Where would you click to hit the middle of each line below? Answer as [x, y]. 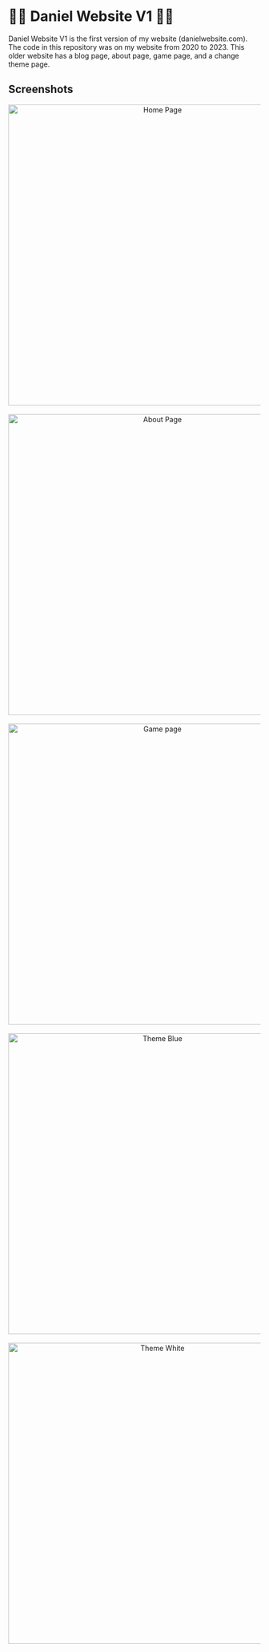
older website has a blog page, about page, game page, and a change [124, 55]
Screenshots [41, 90]
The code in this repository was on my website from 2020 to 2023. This [126, 47]
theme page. [29, 64]
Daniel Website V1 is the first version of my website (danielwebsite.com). [128, 39]
